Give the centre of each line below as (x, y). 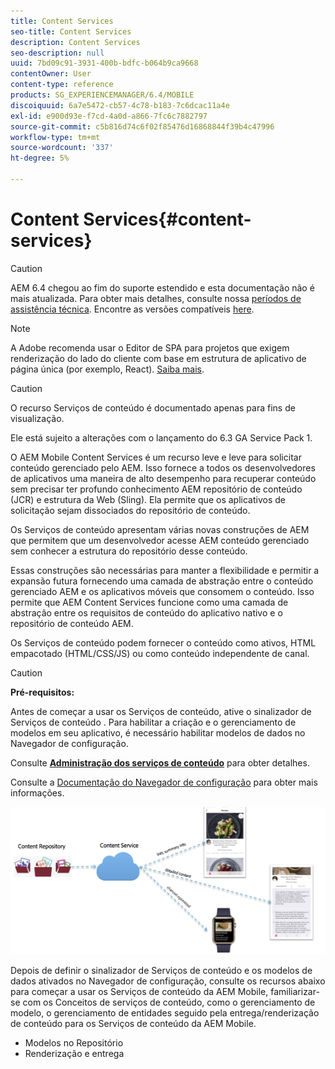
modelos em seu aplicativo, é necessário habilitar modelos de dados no (158, 732)
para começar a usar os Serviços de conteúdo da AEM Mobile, (139, 991)
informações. (37, 792)
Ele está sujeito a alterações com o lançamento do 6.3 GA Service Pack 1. (161, 437)
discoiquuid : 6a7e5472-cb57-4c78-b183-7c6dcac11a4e (120, 105)
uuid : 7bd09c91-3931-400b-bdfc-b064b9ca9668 (104, 63)
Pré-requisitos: (42, 692)
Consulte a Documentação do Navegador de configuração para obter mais (164, 782)
